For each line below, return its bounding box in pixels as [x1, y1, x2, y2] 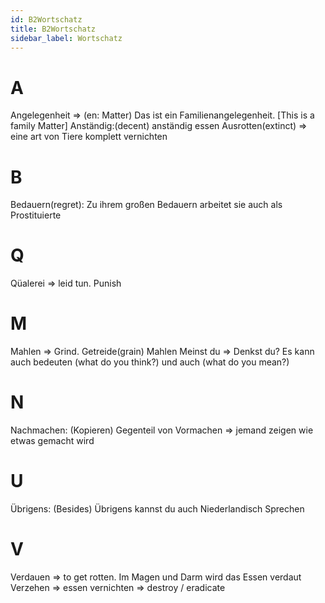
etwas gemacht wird [10, 435, 95, 447]
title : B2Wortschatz [10, 24, 97, 34]
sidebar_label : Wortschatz [10, 33, 123, 43]
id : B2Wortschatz [10, 14, 83, 25]
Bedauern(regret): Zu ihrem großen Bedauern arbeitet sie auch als [10, 199, 283, 211]
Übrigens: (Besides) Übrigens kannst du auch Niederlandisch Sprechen [10, 503, 305, 515]
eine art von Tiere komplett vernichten [10, 131, 168, 143]
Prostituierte [10, 209, 62, 221]
